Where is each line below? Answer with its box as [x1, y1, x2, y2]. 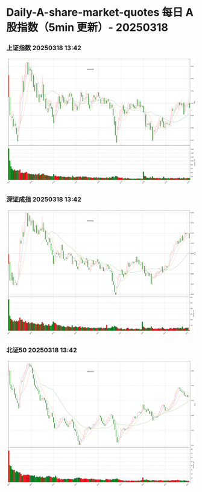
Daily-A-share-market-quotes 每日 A [6, 5, 194, 19]
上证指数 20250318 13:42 [6, 44, 81, 52]
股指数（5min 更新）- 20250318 [6, 21, 169, 34]
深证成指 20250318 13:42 [6, 195, 81, 203]
